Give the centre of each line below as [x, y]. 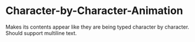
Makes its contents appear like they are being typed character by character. [97, 27]
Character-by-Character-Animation [94, 11]
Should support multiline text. [41, 33]
